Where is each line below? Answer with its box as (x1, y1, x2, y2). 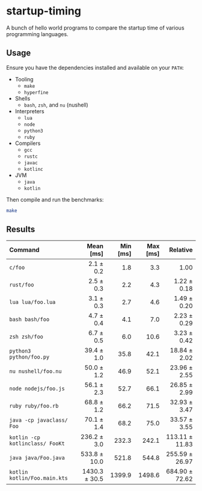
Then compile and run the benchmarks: (6, 196, 104, 203)
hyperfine (23, 89, 49, 96)
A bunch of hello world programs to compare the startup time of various (6, 24, 185, 31)
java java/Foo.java (9, 454, 65, 462)
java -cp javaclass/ (9, 417, 68, 424)
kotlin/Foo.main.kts (9, 475, 68, 482)
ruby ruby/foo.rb (9, 403, 59, 410)
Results (6, 224, 35, 235)
